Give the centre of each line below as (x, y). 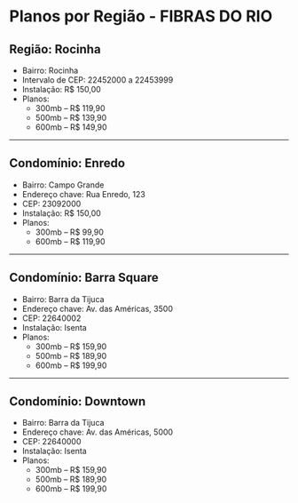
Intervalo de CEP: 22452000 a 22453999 (98, 80)
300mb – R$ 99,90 (70, 232)
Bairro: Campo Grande (63, 185)
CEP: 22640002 (51, 318)
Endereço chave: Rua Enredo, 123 (84, 194)
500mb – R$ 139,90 (71, 118)
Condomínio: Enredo (67, 163)
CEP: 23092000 (51, 204)
